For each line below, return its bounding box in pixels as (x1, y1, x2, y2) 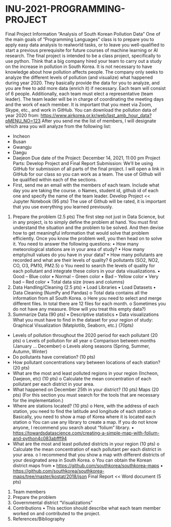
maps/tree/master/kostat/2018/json (12, 473, 87, 479)
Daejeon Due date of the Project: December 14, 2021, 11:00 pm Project (12, 154, 161, 161)
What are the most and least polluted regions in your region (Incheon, (12, 370, 159, 376)
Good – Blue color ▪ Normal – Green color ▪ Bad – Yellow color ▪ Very (12, 273, 159, 279)
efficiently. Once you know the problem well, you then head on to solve (12, 235, 162, 241)
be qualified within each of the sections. (12, 176, 97, 182)
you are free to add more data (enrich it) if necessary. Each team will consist (5, 85, 166, 91)
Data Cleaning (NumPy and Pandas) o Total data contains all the (12, 289, 148, 295)
